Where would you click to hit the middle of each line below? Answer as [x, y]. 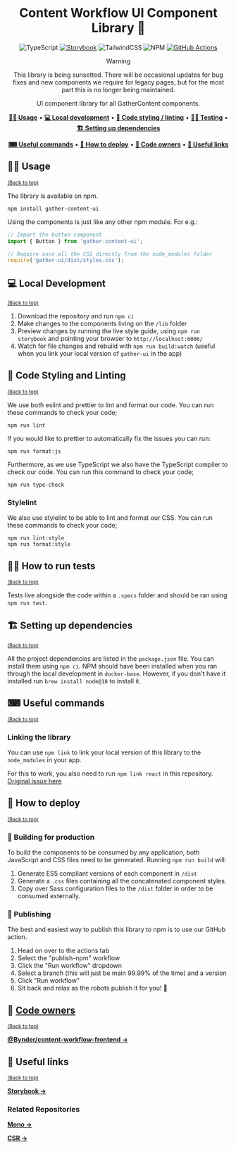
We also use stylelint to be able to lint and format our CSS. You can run [110, 518]
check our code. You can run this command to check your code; [100, 472]
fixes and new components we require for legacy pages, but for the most [118, 82]
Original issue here [35, 781]
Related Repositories [44, 1109]
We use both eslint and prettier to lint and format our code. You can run [111, 405]
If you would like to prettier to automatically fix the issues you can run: [109, 438]
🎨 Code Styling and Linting [67, 376]
